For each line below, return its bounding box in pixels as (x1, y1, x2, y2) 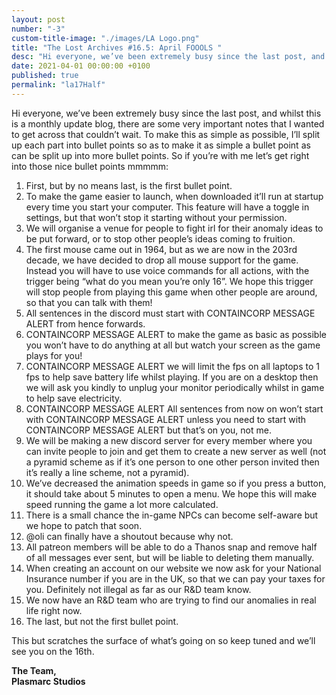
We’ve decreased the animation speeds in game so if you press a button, (25, 477, 327, 489)
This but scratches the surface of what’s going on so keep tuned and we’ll (11, 634, 316, 646)
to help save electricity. (25, 392, 123, 404)
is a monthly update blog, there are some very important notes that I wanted (11, 117, 325, 130)
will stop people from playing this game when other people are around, (25, 286, 318, 298)
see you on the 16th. (11, 645, 95, 657)
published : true (11, 71, 79, 81)
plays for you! (25, 349, 83, 361)
